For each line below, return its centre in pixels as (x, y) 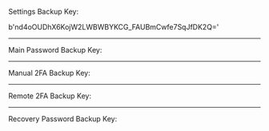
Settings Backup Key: (44, 12)
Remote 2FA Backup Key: (50, 96)
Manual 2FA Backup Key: (49, 73)
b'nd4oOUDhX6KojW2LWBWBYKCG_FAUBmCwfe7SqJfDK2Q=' (114, 27)
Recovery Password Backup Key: (63, 119)
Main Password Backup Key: (55, 50)
